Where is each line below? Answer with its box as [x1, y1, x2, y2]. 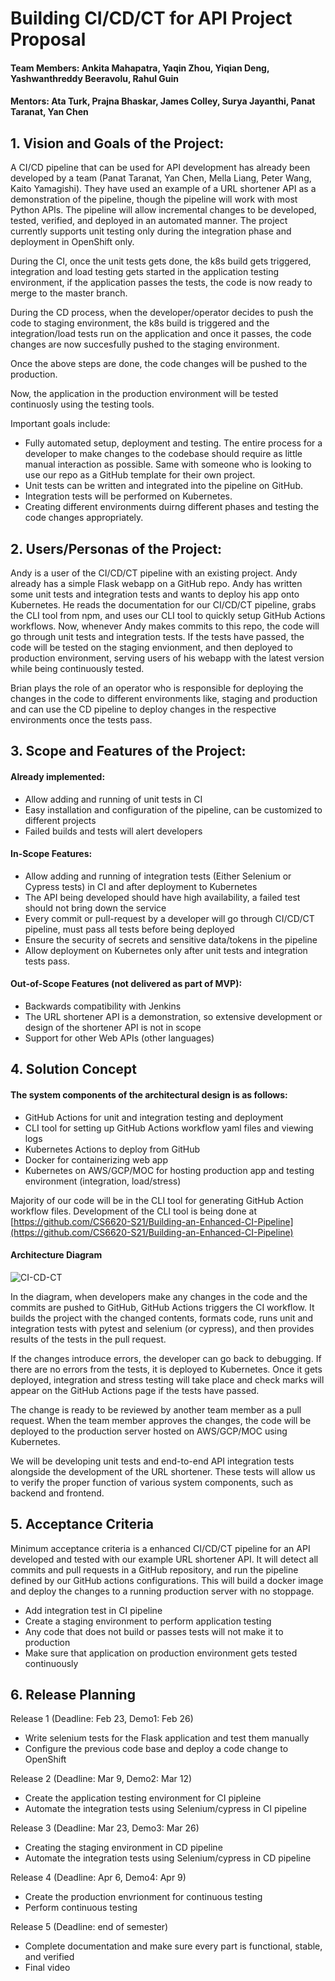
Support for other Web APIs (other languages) [24, 1032, 215, 1044]
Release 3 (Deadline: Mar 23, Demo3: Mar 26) [10, 1822, 200, 1834]
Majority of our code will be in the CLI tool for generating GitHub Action [10, 1194, 304, 1206]
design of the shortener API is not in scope [24, 1022, 202, 1033]
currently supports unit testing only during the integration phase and [10, 225, 292, 237]
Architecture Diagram [10, 1249, 103, 1261]
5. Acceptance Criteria [10, 1516, 154, 1533]
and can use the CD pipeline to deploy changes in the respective [10, 703, 277, 715]
